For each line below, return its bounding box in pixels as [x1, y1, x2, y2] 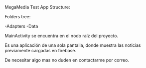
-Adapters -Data [4, 23, 38, 29]
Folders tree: [4, 14, 31, 19]
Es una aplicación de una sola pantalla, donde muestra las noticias [4, 42, 141, 48]
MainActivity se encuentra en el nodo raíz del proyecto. [4, 33, 119, 38]
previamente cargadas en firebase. [4, 48, 77, 53]
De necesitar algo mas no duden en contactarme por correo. [4, 57, 129, 63]
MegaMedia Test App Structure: [4, 4, 70, 10]
